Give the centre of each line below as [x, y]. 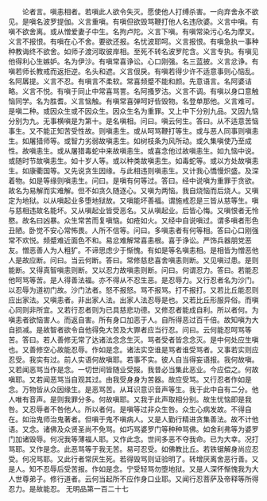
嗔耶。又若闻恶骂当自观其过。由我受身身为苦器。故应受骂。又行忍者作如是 [130, 379]
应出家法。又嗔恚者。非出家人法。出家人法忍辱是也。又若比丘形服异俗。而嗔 [133, 300]
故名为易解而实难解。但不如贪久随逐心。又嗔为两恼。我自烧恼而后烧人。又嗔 [133, 190]
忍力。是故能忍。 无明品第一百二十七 [68, 489]
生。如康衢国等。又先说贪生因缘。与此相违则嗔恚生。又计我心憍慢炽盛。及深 [133, 171]
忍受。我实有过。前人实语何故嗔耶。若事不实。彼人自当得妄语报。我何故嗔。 [133, 359]
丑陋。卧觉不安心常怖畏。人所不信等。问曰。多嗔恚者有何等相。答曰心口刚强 [133, 230]
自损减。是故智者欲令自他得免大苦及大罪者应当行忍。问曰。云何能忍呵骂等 [130, 330]
